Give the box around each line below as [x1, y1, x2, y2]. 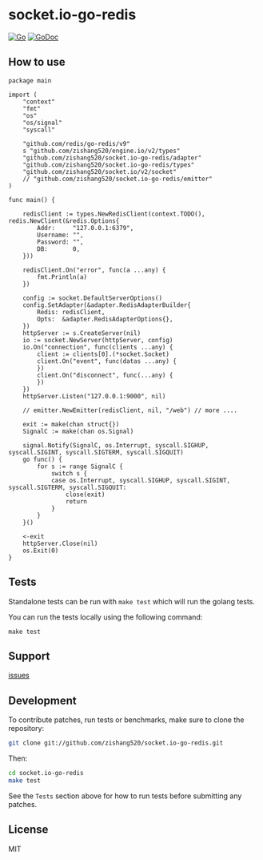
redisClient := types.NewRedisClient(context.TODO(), [22, 210, 205, 218]
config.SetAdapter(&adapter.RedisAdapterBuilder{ [22, 301, 192, 309]
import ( [8, 91, 38, 99]
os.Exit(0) [22, 547, 59, 555]
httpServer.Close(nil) [22, 539, 98, 547]
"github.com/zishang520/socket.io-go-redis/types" [22, 160, 195, 169]
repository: [8, 724, 45, 733]
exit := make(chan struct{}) [22, 420, 120, 428]
